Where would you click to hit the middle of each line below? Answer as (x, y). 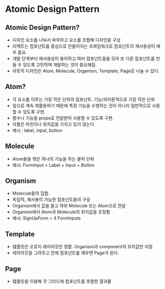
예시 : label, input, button (37, 130)
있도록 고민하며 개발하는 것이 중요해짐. (60, 65)
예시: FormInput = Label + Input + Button (53, 165)
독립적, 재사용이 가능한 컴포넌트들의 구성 (51, 200)
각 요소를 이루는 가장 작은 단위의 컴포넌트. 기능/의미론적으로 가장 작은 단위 (83, 99)
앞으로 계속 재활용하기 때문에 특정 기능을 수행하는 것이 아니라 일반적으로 (82, 106)
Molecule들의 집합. (31, 193)
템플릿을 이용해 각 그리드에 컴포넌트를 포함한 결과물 (62, 282)
